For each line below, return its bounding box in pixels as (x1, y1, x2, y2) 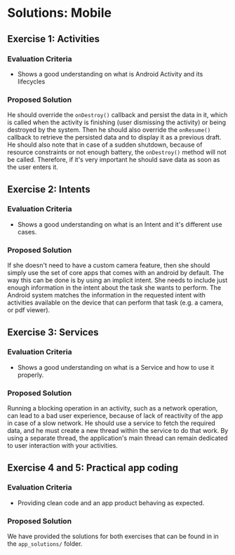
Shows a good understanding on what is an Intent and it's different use (17, 220, 222, 229)
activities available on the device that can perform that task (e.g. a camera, (7, 298, 224, 307)
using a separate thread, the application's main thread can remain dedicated (7, 434, 228, 443)
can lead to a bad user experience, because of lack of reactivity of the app (7, 412, 223, 420)
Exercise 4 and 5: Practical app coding (7, 462, 179, 474)
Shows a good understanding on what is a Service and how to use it (17, 363, 215, 371)
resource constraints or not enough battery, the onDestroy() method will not (7, 148, 227, 156)
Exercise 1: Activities (7, 33, 100, 45)
